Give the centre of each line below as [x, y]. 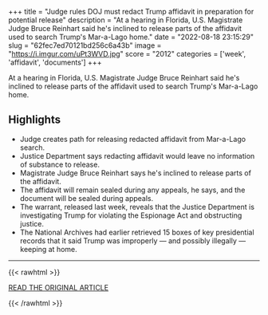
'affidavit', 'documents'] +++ [55, 62]
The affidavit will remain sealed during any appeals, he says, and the [132, 190]
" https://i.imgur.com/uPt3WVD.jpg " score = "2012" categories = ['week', [127, 54]
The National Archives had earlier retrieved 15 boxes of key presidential [137, 232]
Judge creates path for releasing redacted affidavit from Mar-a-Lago [132, 139]
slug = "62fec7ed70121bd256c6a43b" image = [85, 45]
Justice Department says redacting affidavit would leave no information [137, 156]
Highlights [35, 120]
